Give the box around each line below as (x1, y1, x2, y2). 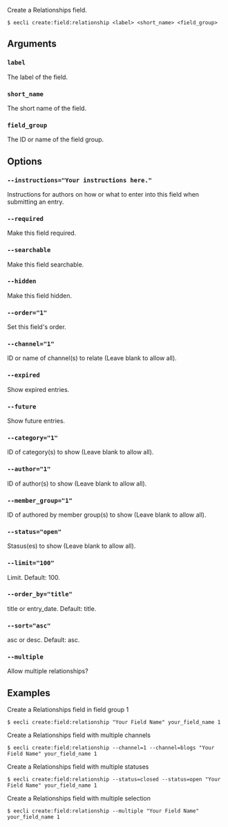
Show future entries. (7, 417, 66, 425)
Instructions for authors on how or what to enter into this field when (7, 190, 199, 198)
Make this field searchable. (7, 260, 84, 269)
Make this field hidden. (7, 291, 73, 300)
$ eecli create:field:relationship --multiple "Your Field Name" (7, 808, 199, 815)
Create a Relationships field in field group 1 (7, 706, 129, 714)
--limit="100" (7, 559, 55, 567)
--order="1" (7, 308, 48, 317)
